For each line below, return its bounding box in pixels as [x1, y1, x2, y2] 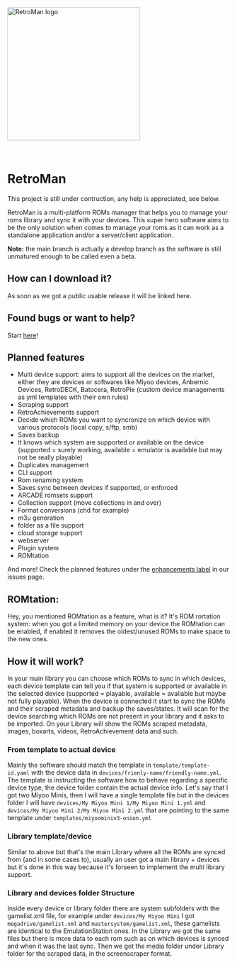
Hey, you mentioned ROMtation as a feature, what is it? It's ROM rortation [7, 612, 221, 621]
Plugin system [17, 544, 59, 552]
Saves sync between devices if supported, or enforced [17, 484, 178, 492]
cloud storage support [17, 529, 83, 538]
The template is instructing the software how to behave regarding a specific [7, 776, 229, 785]
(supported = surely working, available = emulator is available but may [17, 446, 223, 454]
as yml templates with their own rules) [17, 393, 129, 401]
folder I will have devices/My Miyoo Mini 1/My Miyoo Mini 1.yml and [7, 799, 206, 807]
